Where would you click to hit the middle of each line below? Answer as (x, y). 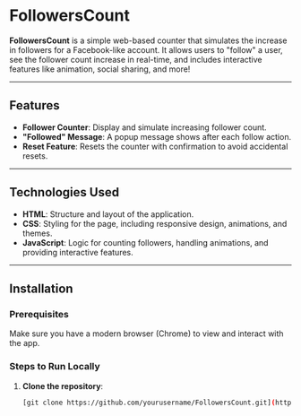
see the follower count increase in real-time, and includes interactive (136, 59)
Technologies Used (64, 192)
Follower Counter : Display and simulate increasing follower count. (144, 127)
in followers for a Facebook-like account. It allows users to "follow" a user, (146, 49)
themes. (37, 233)
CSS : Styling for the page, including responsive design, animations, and (155, 223)
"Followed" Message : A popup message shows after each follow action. (157, 136)
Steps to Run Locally (55, 367)
